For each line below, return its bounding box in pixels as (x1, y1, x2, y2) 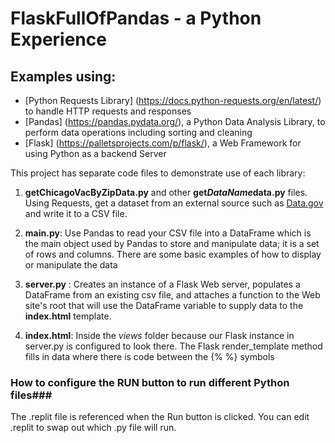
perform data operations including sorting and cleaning (24, 127, 253, 138)
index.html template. (24, 310, 112, 322)
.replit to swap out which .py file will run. (10, 422, 177, 434)
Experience (10, 28, 107, 51)
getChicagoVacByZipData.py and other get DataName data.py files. (24, 187, 308, 198)
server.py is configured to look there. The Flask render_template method (24, 340, 323, 352)
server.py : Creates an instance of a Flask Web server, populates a (24, 278, 301, 290)
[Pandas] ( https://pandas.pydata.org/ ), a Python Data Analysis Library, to (24, 116, 326, 127)
